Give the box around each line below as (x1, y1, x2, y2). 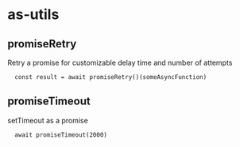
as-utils (7, 6, 60, 24)
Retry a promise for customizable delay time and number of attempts (7, 58, 233, 67)
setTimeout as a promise (7, 115, 88, 125)
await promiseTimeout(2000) (14, 130, 108, 139)
